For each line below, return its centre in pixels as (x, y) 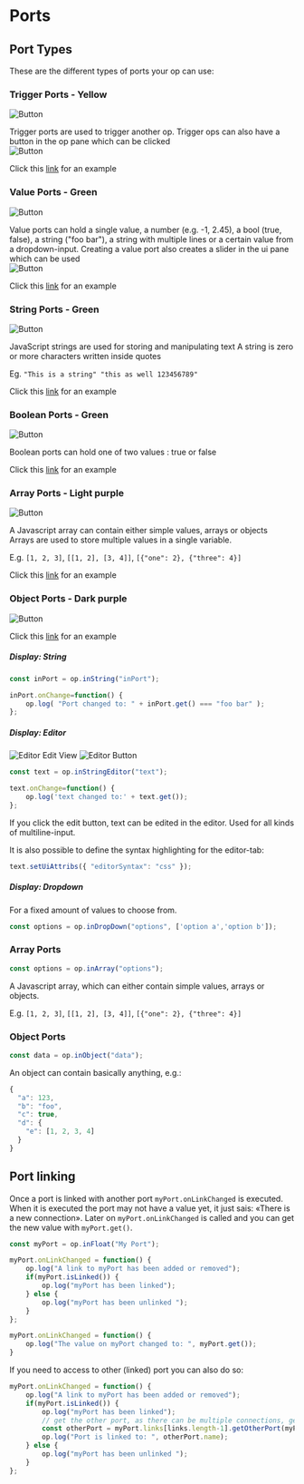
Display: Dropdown (47, 887)
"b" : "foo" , (40, 1106)
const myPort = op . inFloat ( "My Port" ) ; (85, 1244)
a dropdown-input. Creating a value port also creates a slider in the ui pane (149, 249)
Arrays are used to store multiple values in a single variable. (121, 540)
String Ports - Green (54, 309)
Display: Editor (38, 732)
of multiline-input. (43, 832)
